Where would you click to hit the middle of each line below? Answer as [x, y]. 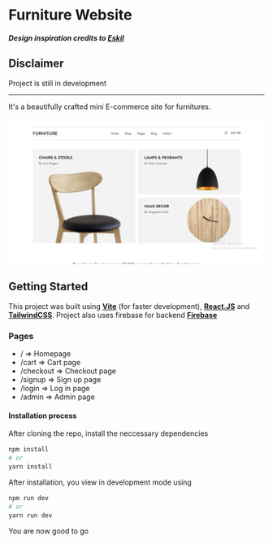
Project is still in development [58, 83]
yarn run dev [30, 515]
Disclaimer [36, 64]
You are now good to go [49, 531]
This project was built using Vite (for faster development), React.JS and [129, 306]
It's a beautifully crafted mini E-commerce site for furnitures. [110, 107]
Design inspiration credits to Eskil [66, 37]
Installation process [43, 416]
